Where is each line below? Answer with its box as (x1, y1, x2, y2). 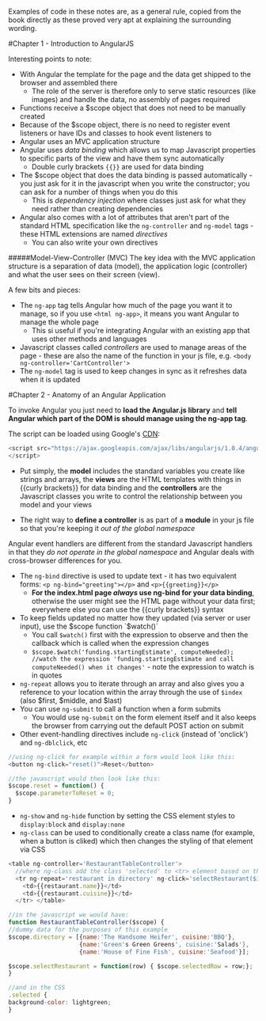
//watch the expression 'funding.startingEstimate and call (31, 655, 234, 663)
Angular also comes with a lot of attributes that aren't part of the (19, 213, 230, 222)
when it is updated (19, 375, 81, 384)
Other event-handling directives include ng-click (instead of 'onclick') (19, 729, 249, 738)
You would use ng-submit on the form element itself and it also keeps (31, 712, 256, 722)
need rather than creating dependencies (31, 204, 164, 213)
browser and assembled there (19, 78, 118, 87)
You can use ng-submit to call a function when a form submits (19, 704, 222, 713)
